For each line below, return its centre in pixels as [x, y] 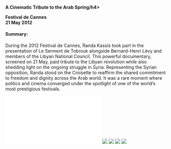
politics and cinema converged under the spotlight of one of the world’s [80, 83]
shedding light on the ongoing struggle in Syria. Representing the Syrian [81, 67]
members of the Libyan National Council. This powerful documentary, [78, 56]
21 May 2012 [19, 22]
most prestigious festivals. [33, 89]
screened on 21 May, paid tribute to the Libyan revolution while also [76, 62]
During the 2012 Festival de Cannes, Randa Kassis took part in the [75, 45]
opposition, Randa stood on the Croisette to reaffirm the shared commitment [86, 72]
